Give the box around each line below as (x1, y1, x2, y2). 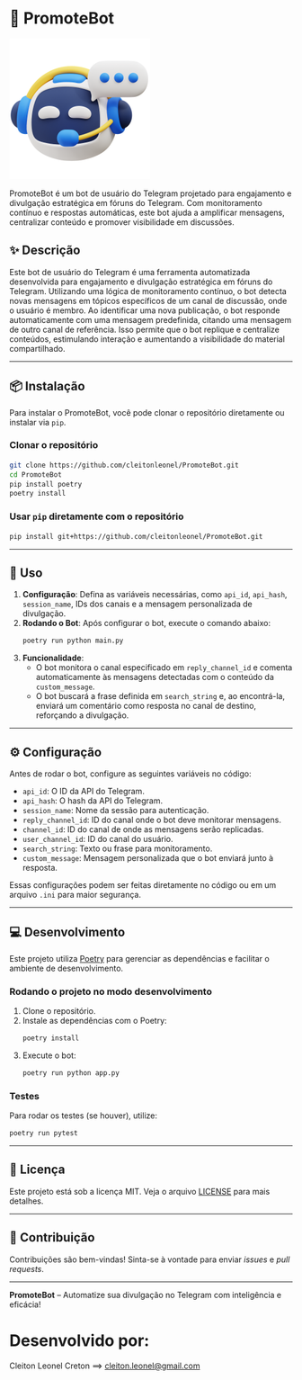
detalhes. (9, 1196, 44, 1206)
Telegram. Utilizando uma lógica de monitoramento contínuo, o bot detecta (9, 285, 288, 296)
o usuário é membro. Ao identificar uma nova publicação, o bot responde (9, 305, 280, 316)
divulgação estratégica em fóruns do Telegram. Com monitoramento (9, 197, 262, 208)
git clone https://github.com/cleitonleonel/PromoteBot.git (9, 461, 240, 470)
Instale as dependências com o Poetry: (22, 1016, 168, 1026)
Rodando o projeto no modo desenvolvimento (9, 985, 213, 998)
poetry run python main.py (22, 636, 124, 646)
